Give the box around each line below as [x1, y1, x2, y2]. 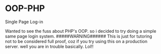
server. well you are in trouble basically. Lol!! [5, 43, 94, 49]
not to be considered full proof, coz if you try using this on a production [5, 38, 148, 44]
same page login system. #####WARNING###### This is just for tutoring [5, 33, 152, 39]
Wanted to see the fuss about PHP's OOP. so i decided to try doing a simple [5, 28, 157, 34]
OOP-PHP [5, 3, 45, 14]
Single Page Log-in [5, 19, 44, 25]
